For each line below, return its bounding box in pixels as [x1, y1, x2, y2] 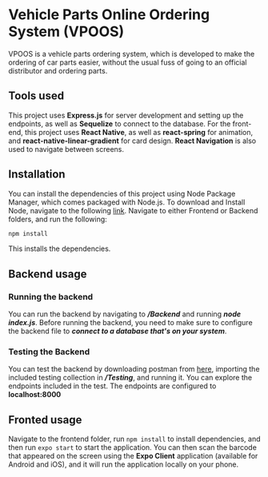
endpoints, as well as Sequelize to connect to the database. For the [8, 118, 231, 129]
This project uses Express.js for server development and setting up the [8, 110, 244, 120]
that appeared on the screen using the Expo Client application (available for [8, 451, 258, 461]
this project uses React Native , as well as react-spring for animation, [24, 127, 254, 137]
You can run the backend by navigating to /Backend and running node [8, 309, 242, 319]
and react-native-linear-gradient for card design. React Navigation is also [8, 136, 257, 145]
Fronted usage [8, 413, 82, 427]
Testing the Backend [8, 346, 90, 357]
